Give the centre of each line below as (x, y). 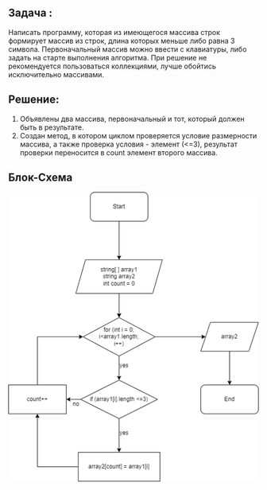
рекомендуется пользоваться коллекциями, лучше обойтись (112, 66)
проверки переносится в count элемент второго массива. (119, 152)
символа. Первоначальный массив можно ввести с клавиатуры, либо (128, 49)
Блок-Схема (41, 178)
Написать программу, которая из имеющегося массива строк (114, 32)
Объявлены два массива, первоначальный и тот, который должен (132, 119)
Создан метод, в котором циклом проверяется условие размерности (138, 135)
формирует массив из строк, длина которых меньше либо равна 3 (122, 41)
